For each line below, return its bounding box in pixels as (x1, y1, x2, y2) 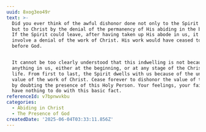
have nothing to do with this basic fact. (12, 88, 122, 94)
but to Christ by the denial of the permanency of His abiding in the (12, 26, 196, 32)
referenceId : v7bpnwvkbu (6, 94, 70, 100)
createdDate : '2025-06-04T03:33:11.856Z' (6, 116, 114, 122)
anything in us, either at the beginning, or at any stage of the (12, 65, 185, 71)
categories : (6, 99, 37, 106)
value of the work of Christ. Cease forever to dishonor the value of (12, 76, 196, 82)
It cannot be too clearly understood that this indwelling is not (12, 59, 185, 65)
